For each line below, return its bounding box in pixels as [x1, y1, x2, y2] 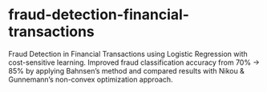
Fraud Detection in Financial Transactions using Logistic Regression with [8, 49, 248, 58]
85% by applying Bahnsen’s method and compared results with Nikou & [8, 66, 245, 75]
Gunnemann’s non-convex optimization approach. [8, 74, 174, 84]
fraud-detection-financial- [8, 6, 190, 24]
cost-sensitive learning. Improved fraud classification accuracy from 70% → [8, 58, 261, 67]
